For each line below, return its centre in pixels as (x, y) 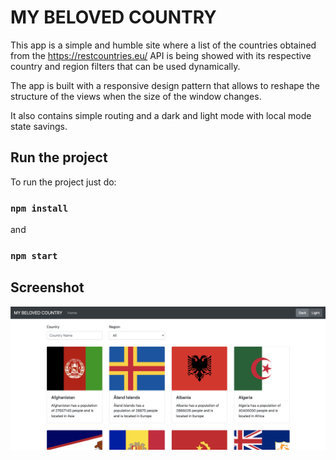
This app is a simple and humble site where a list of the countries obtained (163, 45)
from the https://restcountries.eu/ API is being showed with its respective (161, 55)
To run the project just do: (63, 182)
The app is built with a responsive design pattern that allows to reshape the (165, 85)
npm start (34, 255)
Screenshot (47, 287)
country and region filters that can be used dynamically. (125, 66)
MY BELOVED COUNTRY (113, 17)
